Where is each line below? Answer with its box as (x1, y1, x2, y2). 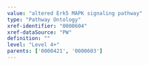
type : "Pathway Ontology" (7, 16, 81, 23)
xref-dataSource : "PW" (7, 28, 72, 36)
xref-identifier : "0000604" (7, 22, 88, 29)
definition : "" (7, 35, 51, 42)
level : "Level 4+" (7, 41, 60, 48)
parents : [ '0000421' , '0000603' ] (7, 48, 103, 55)
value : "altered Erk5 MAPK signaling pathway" (7, 9, 143, 17)
